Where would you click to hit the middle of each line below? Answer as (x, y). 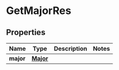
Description (70, 49)
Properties (26, 32)
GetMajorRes (39, 11)
